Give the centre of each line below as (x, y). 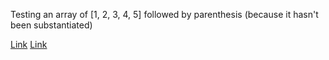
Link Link (29, 44)
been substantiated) (51, 25)
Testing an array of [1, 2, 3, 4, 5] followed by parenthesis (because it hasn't (164, 14)
